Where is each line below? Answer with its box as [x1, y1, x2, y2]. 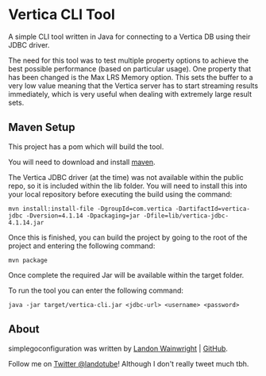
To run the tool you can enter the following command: [8, 286, 184, 295]
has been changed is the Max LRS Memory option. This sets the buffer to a [8, 72, 253, 82]
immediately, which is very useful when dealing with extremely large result [8, 89, 253, 98]
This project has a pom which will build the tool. [8, 141, 164, 152]
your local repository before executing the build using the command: [8, 189, 233, 199]
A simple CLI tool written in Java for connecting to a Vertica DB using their [8, 32, 251, 41]
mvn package [8, 256, 48, 264]
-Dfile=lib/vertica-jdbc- [143, 212, 229, 220]
